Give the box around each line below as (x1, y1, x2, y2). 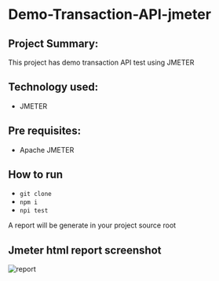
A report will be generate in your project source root (8, 220, 177, 230)
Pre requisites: (8, 124, 81, 138)
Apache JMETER (19, 145, 75, 154)
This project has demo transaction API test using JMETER (8, 57, 195, 67)
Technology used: (8, 80, 99, 94)
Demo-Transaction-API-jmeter (8, 6, 212, 24)
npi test (19, 207, 49, 215)
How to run (8, 168, 64, 182)
